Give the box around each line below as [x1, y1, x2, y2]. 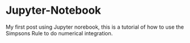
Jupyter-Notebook [5, 4, 101, 17]
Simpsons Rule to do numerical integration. [5, 29, 113, 36]
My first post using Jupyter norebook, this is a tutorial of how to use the [5, 23, 185, 30]
